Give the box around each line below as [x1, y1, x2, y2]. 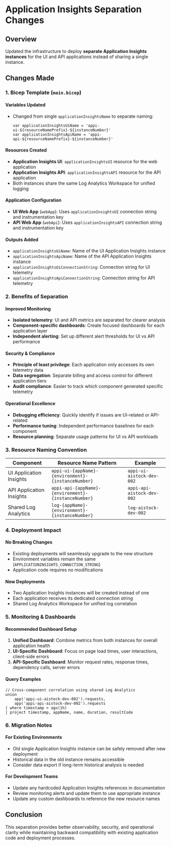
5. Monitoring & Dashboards [5, 613, 76, 621]
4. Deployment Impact [5, 526, 62, 533]
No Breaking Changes [5, 539, 52, 545]
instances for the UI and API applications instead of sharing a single [5, 54, 149, 60]
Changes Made [5, 74, 54, 83]
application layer [12, 328, 48, 334]
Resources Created [5, 147, 47, 153]
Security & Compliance [5, 350, 55, 356]
